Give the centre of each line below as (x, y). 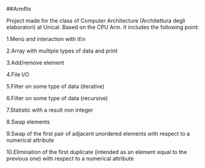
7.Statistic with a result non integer (50, 110)
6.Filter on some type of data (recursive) (57, 98)
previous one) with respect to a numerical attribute (70, 159)
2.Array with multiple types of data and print (62, 51)
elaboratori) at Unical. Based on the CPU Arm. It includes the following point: (103, 27)
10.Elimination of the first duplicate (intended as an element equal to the (97, 152)
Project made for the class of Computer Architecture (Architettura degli (96, 20)
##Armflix (19, 9)
